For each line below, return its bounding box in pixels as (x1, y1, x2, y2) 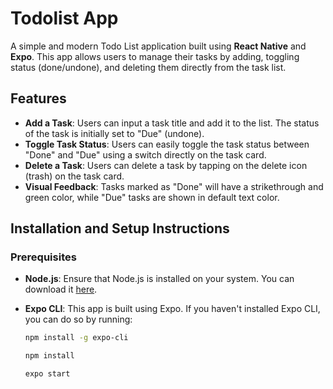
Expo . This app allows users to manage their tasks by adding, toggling (10, 50, 300, 62)
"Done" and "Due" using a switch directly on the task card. (24, 148, 267, 161)
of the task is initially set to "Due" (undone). (24, 127, 205, 139)
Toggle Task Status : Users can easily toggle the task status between (24, 138, 310, 150)
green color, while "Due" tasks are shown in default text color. (24, 191, 280, 203)
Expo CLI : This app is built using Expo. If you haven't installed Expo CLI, (24, 303, 321, 315)
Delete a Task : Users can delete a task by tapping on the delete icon (24, 159, 308, 171)
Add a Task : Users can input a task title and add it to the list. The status (24, 117, 320, 129)
